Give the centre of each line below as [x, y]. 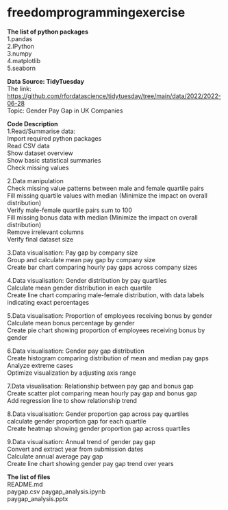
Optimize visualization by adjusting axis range [72, 373]
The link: [20, 89]
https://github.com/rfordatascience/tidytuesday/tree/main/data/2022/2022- [114, 96]
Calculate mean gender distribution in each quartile [79, 288]
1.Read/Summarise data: [41, 131]
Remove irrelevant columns [46, 232]
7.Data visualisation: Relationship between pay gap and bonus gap [100, 386]
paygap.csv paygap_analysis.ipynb [56, 491]
